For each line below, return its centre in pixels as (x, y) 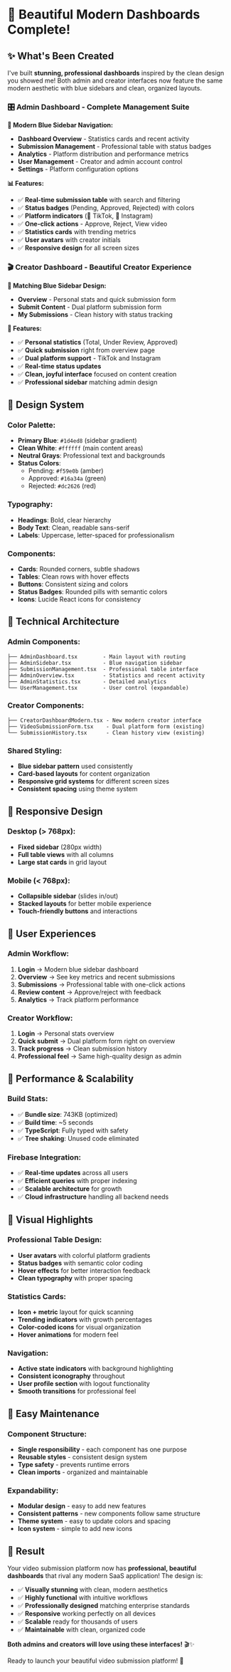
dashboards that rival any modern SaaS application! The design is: (105, 1576)
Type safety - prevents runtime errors (74, 1465)
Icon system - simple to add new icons (75, 1529)
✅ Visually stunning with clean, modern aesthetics (93, 1589)
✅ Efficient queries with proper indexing (77, 1181)
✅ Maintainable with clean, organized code (81, 1630)
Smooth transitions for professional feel (77, 1392)
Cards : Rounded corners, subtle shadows (79, 569)
